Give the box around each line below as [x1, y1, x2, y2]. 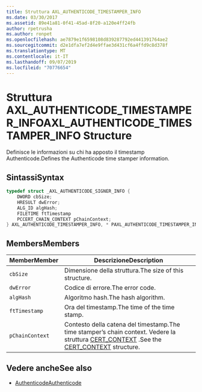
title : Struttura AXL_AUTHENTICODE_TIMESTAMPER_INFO [6, 8, 141, 15]
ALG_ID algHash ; [17, 205, 58, 211]
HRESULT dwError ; [17, 199, 61, 205]
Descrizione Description [94, 256, 164, 265]
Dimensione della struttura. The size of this [64, 267, 184, 275]
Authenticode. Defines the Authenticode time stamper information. [6, 155, 170, 162]
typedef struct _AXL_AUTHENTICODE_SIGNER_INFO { [6, 188, 130, 194]
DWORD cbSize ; [17, 194, 52, 200]
